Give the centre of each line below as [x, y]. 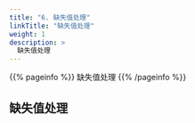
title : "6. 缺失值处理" [50, 17]
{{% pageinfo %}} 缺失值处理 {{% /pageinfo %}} [98, 78]
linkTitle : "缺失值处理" [52, 26]
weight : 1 [28, 34]
